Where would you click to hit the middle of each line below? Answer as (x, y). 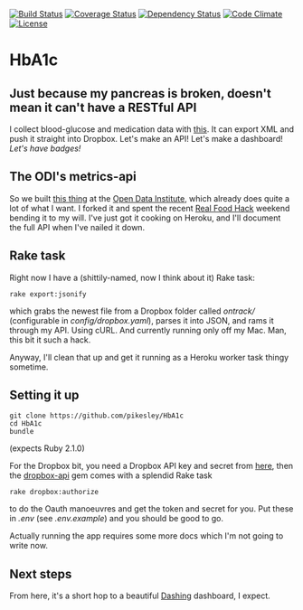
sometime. (29, 367)
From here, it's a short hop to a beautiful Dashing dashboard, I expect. (140, 596)
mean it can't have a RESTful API (103, 107)
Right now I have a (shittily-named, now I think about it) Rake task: (132, 277)
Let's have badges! (45, 148)
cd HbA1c (26, 424)
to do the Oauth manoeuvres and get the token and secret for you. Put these (151, 509)
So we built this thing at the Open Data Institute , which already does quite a (150, 198)
